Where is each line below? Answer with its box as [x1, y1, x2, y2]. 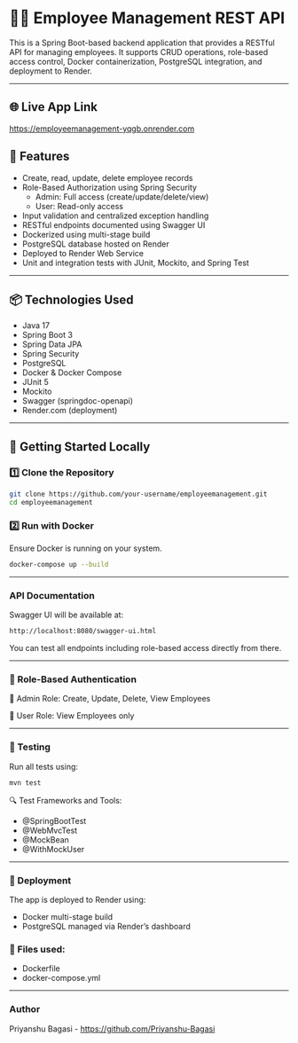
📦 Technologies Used [9, 292, 135, 307]
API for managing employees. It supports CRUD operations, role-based [9, 46, 269, 57]
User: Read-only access [35, 200, 124, 211]
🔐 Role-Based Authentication [9, 673, 137, 686]
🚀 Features [9, 149, 70, 164]
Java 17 [21, 320, 51, 331]
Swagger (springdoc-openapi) [21, 396, 134, 406]
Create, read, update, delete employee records [21, 172, 193, 183]
